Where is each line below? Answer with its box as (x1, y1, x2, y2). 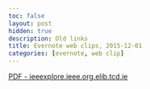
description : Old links (8, 34, 89, 43)
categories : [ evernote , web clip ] (8, 49, 125, 57)
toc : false (8, 11, 45, 20)
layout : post (8, 19, 52, 28)
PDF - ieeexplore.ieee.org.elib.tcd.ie (8, 72, 128, 81)
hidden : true (8, 27, 52, 35)
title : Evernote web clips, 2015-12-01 (8, 42, 143, 50)
